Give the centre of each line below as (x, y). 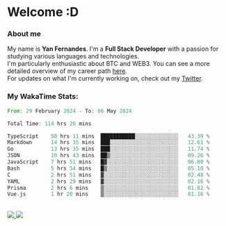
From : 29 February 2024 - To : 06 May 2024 (70, 111)
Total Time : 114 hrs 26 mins (49, 123)
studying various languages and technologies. (73, 56)
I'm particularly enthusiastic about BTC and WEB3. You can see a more (108, 64)
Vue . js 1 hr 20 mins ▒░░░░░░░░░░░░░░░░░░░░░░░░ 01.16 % (108, 194)
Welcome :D (43, 12)
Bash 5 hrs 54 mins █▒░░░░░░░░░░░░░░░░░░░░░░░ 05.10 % (108, 168)
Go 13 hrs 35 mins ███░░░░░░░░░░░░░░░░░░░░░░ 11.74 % (108, 149)
